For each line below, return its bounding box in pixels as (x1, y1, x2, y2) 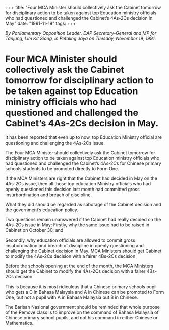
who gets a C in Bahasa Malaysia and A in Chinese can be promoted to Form (5, 289, 164, 295)
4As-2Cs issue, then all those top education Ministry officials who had (5, 180, 151, 186)
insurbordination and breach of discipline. (5, 192, 92, 198)
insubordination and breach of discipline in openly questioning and (5, 242, 144, 248)
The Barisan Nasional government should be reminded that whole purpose (5, 304, 160, 310)
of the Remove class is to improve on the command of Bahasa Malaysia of (5, 309, 159, 315)
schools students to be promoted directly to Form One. (5, 165, 120, 171)
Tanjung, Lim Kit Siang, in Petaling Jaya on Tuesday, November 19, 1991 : (5, 35, 156, 41)
